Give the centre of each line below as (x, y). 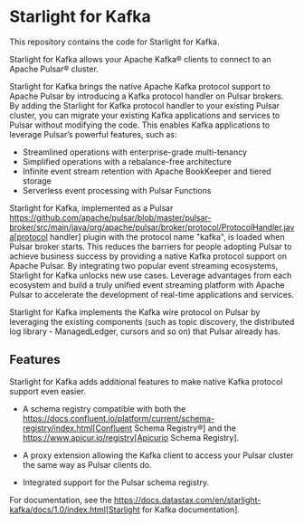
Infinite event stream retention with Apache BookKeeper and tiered (147, 171)
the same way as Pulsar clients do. (87, 464)
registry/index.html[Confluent (77, 428)
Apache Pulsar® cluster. (54, 69)
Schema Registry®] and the (185, 428)
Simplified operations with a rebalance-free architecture (127, 161)
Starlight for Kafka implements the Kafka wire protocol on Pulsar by (135, 312)
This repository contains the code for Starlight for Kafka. (114, 42)
